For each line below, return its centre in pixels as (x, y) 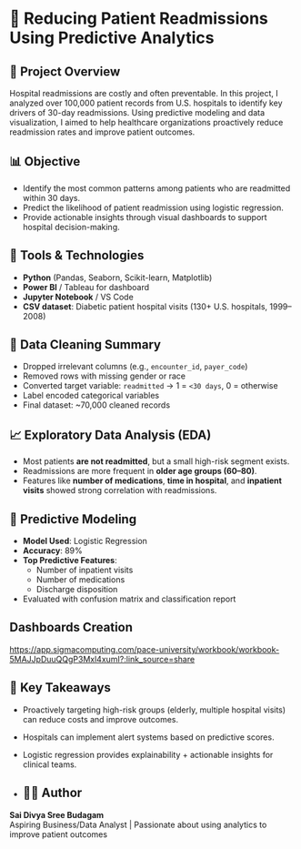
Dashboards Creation (71, 627)
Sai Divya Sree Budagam (57, 814)
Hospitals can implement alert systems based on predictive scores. (148, 737)
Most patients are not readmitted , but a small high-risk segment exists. (156, 461)
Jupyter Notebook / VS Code (78, 297)
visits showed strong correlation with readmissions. (120, 490)
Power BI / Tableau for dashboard (86, 287)
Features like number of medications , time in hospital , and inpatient (152, 480)
